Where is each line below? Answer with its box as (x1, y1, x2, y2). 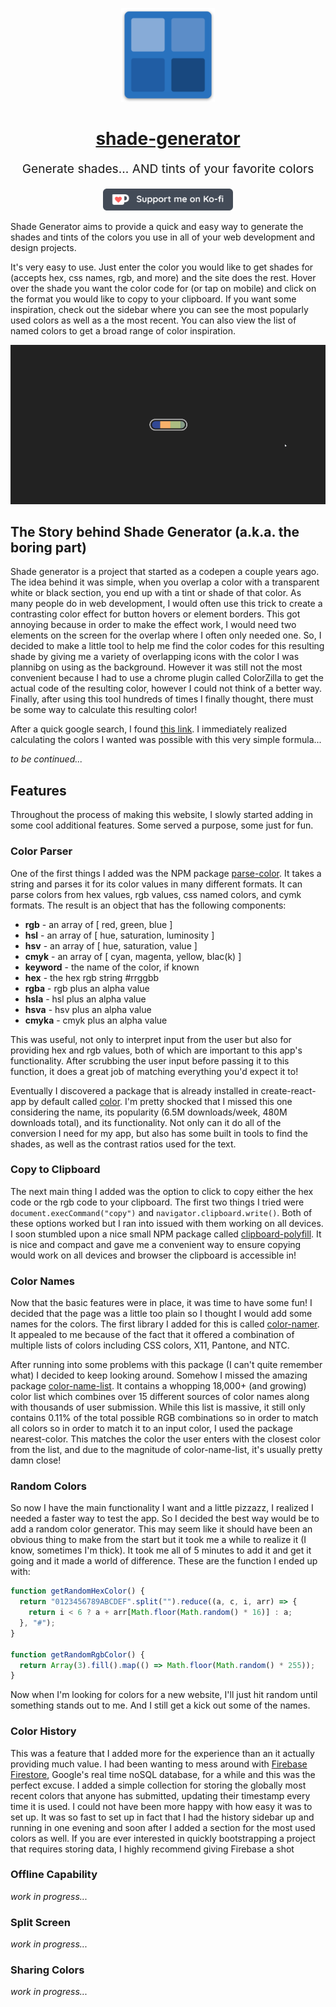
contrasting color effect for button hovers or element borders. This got (10, 608, 301, 620)
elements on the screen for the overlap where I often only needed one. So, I (10, 629, 322, 642)
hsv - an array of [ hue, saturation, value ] (24, 939, 198, 952)
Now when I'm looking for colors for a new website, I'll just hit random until (10, 1689, 318, 1701)
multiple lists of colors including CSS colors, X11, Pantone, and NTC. (10, 1339, 290, 1352)
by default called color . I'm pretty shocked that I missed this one (28, 1095, 293, 1107)
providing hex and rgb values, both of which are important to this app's (10, 1044, 303, 1056)
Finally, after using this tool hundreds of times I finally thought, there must (10, 693, 314, 705)
